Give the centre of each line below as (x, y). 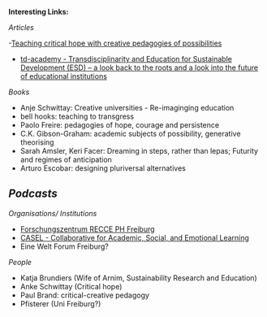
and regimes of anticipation (66, 159)
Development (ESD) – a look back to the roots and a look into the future (139, 67)
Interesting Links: (39, 12)
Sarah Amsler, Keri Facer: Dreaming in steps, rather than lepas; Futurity (139, 151)
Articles (21, 27)
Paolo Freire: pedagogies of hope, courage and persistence (120, 125)
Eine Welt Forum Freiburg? (65, 246)
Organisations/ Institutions (53, 213)
